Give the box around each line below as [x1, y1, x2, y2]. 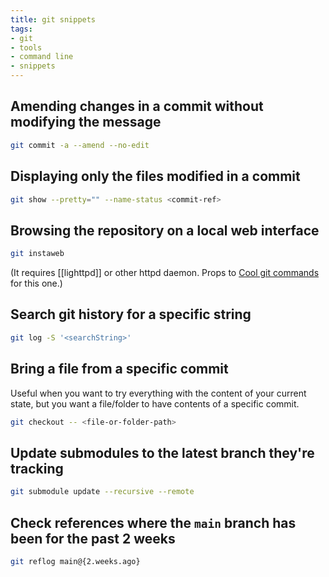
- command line [10, 52, 74, 62]
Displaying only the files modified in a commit [10, 168, 301, 185]
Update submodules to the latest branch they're [10, 444, 315, 461]
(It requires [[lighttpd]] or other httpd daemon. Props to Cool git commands [10, 267, 320, 279]
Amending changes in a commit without [10, 98, 264, 115]
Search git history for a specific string [10, 306, 252, 323]
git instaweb [10, 249, 65, 259]
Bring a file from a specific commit [10, 361, 229, 378]
